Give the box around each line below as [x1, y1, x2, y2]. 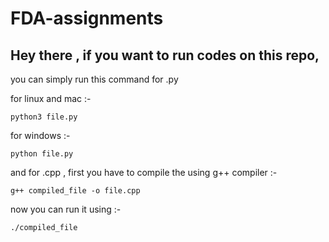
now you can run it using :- [10, 203, 122, 215]
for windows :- [10, 130, 71, 141]
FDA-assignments [10, 7, 164, 30]
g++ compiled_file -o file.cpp [10, 186, 141, 196]
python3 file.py [10, 112, 78, 122]
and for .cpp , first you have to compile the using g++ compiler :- [10, 167, 278, 178]
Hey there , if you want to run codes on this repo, [10, 47, 320, 64]
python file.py [10, 149, 74, 159]
